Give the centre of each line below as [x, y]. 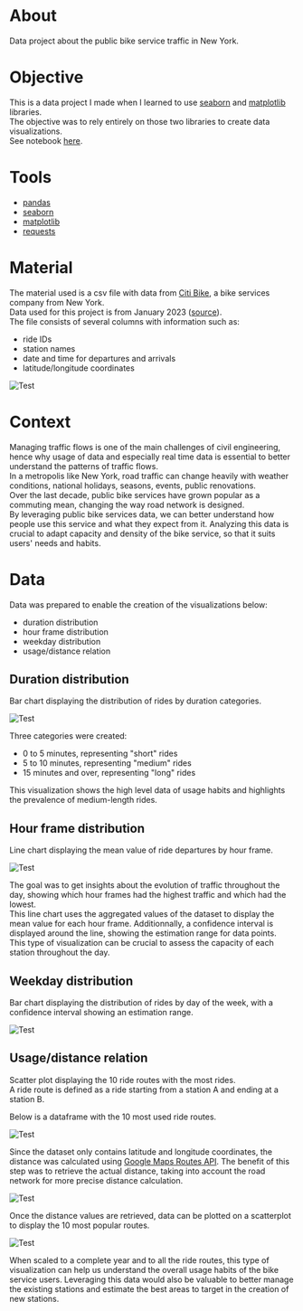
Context [40, 422]
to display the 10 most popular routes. [80, 1225]
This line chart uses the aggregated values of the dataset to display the [142, 914]
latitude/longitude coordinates [79, 368]
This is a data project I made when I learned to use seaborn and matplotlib [148, 102]
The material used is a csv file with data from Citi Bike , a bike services [140, 292]
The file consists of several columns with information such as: [124, 321]
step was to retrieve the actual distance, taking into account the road [137, 1171]
